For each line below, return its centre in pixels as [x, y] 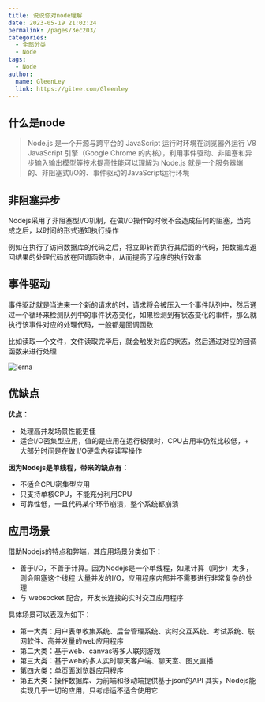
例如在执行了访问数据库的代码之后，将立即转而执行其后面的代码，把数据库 [129, 247]
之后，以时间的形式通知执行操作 [67, 230]
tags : [17, 60]
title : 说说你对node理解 [45, 15]
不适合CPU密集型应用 [55, 484]
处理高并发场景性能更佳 [58, 431]
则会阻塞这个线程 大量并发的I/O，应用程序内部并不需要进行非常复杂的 [132, 578]
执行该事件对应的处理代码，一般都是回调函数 [81, 324]
